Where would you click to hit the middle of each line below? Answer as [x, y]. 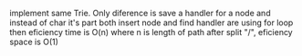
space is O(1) [34, 42]
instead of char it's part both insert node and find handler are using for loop [151, 23]
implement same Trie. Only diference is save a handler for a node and [140, 13]
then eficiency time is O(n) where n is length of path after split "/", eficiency [151, 32]
